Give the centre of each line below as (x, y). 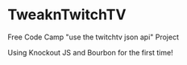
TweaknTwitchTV (67, 15)
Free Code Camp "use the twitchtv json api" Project (93, 37)
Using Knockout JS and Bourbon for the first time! (91, 52)
